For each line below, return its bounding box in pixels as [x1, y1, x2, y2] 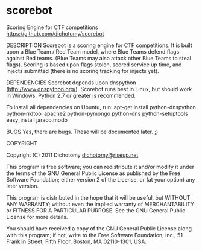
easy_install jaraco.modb [6, 116, 68, 124]
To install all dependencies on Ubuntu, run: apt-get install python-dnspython [6, 103, 196, 110]
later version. [6, 182, 39, 189]
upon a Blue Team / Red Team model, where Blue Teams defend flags [6, 48, 180, 55]
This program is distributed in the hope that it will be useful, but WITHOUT [6, 194, 191, 201]
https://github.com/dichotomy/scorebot [6, 30, 104, 37]
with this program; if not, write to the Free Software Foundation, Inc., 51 [6, 231, 183, 238]
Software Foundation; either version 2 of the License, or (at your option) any [6, 176, 195, 183]
